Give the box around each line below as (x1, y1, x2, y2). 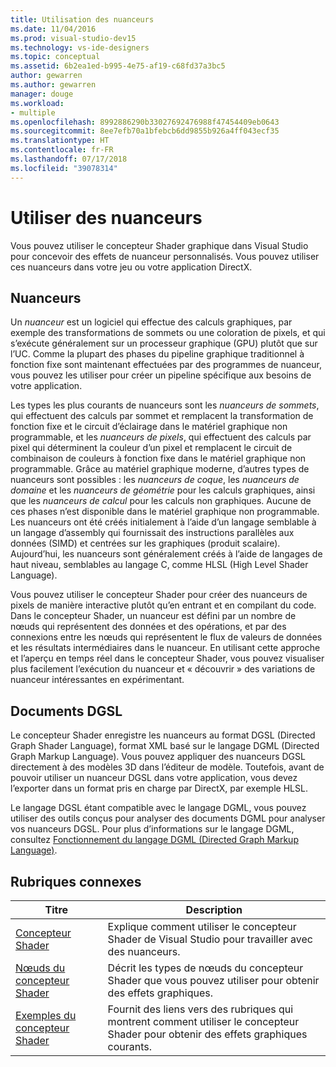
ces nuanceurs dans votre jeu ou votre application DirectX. (10, 261, 253, 273)
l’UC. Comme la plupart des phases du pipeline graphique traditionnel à (10, 348, 305, 360)
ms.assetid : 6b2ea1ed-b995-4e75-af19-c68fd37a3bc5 (10, 61, 226, 71)
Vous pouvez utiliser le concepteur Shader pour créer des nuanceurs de (10, 589, 308, 601)
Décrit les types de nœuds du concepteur (107, 961, 304, 975)
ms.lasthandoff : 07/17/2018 (10, 154, 128, 164)
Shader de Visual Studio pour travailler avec (107, 932, 313, 946)
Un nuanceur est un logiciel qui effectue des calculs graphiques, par (10, 316, 293, 328)
